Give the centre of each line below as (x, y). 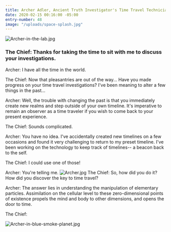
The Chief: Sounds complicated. (39, 126)
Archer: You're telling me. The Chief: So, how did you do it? (81, 172)
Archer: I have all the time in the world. (46, 69)
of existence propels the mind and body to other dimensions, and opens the (85, 199)
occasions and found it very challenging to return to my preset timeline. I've (84, 142)
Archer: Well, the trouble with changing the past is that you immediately (80, 100)
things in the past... (25, 90)
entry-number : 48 (24, 19)
